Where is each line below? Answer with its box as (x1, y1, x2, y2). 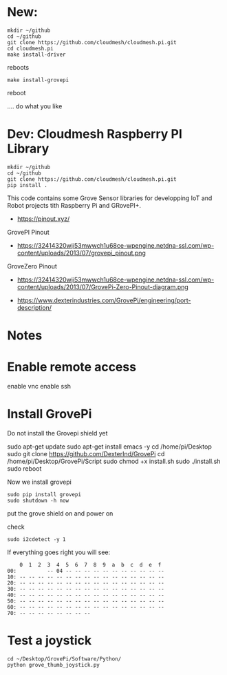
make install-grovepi (7, 77, 69, 84)
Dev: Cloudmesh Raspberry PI (7, 126, 182, 142)
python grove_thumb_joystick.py (7, 661, 100, 668)
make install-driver (7, 51, 67, 58)
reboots (7, 63, 30, 71)
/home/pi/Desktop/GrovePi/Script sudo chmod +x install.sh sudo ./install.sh (7, 457, 221, 465)
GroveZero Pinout (7, 262, 57, 270)
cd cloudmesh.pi (7, 45, 54, 52)
